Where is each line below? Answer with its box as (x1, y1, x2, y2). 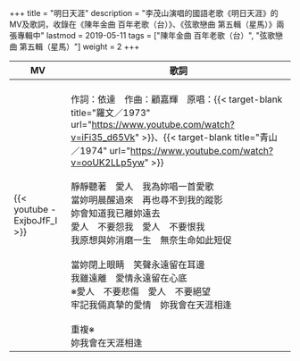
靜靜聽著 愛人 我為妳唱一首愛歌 (71, 180, 214, 192)
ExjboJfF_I (13, 214, 58, 226)
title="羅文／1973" (71, 106, 151, 119)
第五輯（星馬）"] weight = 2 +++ (19, 41, 140, 52)
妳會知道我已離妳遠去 (71, 207, 161, 219)
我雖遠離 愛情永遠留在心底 (71, 272, 187, 284)
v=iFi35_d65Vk (71, 131, 136, 143)
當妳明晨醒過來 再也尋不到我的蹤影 (71, 194, 223, 206)
